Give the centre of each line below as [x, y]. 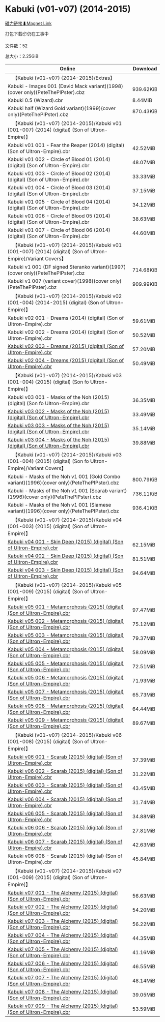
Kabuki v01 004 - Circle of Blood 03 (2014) [59, 187]
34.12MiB [144, 205]
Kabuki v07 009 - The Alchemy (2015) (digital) [63, 1006]
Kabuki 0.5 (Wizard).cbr [35, 100]
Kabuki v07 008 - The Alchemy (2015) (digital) [63, 992]
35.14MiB [144, 428]
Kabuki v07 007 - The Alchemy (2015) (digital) [63, 977]
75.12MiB [144, 624]
